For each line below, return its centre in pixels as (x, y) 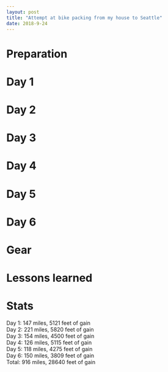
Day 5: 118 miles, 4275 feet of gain (49, 349)
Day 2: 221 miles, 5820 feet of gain (50, 329)
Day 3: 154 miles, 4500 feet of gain (50, 336)
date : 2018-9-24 (27, 23)
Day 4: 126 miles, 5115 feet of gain (49, 343)
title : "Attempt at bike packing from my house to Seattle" (85, 18)
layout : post (23, 12)
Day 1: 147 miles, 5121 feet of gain (48, 323)
